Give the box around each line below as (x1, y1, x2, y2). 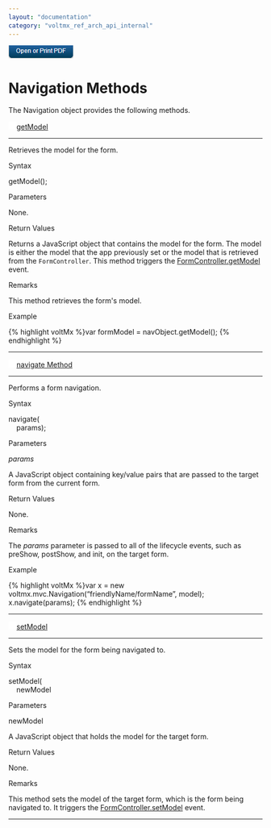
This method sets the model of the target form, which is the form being (8, 794, 244, 804)
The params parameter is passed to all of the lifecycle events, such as (8, 541, 242, 551)
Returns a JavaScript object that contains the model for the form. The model (8, 239, 262, 249)
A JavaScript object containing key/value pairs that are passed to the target (8, 470, 260, 480)
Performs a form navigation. (8, 383, 102, 393)
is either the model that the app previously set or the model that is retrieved (8, 248, 259, 257)
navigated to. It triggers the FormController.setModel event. (8, 803, 206, 813)
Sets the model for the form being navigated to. (8, 645, 166, 655)
